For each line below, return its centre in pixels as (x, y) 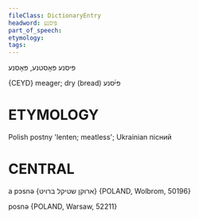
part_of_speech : (35, 30)
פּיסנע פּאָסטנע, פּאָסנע (42, 67)
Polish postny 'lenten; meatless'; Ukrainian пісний (90, 137)
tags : (17, 45)
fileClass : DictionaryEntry (55, 15)
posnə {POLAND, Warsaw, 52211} (63, 206)
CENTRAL (41, 169)
